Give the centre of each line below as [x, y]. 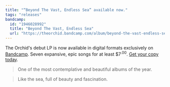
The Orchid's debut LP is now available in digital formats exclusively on [79, 48]
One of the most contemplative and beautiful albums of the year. [85, 69]
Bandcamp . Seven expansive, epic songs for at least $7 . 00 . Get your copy [82, 54]
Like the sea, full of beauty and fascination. [62, 79]
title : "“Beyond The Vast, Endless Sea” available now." [67, 10]
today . [12, 59]
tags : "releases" [24, 15]
